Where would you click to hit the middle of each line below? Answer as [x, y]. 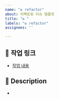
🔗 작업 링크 [21, 53]
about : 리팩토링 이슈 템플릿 [30, 14]
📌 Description [26, 81]
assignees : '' [19, 28]
